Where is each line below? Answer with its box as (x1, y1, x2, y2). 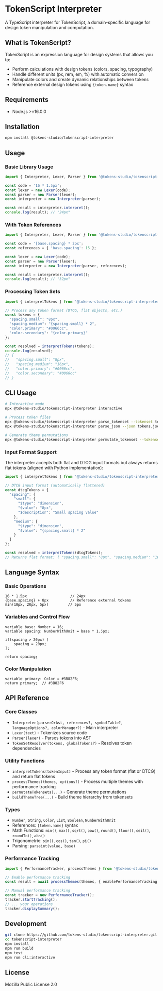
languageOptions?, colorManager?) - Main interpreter (12, 724, 118, 731)
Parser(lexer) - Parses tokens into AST (12, 735, 92, 741)
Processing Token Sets (5, 288, 61, 295)
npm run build (5, 946, 34, 951)
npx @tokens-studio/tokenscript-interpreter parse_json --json (5, 423, 136, 429)
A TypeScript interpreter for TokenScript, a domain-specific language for (5, 19, 150, 25)
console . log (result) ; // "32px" (5, 276, 70, 282)
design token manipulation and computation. (5, 24, 94, 30)
